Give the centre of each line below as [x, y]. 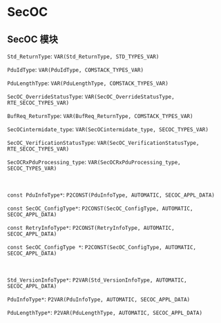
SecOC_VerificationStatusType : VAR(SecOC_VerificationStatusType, [103, 143]
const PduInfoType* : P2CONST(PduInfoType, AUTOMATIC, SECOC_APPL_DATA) [111, 195]
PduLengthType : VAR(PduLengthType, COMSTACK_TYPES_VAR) [88, 83]
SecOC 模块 [33, 39]
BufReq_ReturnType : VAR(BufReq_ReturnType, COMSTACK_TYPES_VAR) [100, 116]
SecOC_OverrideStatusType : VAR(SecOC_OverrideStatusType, [91, 96]
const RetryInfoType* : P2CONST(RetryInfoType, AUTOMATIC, [91, 227]
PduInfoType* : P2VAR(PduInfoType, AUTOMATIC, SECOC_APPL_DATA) [99, 299]
